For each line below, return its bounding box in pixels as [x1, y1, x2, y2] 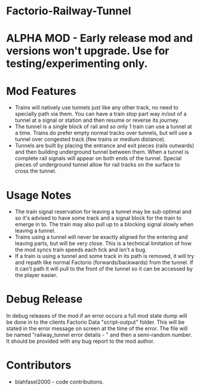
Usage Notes [6, 188, 72, 202]
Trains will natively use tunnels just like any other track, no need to [14, 104, 179, 111]
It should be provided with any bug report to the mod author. [6, 337, 155, 345]
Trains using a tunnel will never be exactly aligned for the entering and [14, 234, 188, 241]
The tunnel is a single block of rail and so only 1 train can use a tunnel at [14, 123, 192, 130]
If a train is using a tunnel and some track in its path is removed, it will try [14, 253, 195, 260]
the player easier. [14, 272, 58, 279]
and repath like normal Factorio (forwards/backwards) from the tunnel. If [14, 259, 193, 266]
